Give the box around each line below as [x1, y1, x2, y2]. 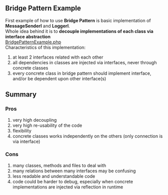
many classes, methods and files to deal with [12, 162, 106, 168]
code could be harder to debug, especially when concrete [12, 178, 133, 184]
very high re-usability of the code [12, 122, 82, 128]
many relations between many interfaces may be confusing [12, 168, 136, 174]
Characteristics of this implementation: [5, 44, 86, 50]
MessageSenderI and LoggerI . [5, 23, 70, 29]
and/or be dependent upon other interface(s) [12, 75, 106, 81]
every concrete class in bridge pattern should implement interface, [12, 70, 151, 76]
